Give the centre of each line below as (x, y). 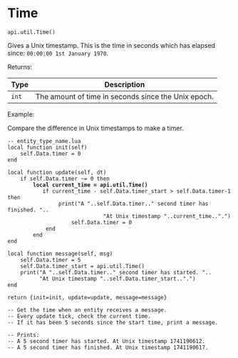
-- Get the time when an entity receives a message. (87, 310)
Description (125, 84)
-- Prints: (24, 335)
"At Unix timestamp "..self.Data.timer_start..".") (117, 279)
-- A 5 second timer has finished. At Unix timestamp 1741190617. (108, 347)
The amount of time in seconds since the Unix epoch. (124, 96)
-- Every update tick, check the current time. (79, 316)
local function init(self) (47, 147)
